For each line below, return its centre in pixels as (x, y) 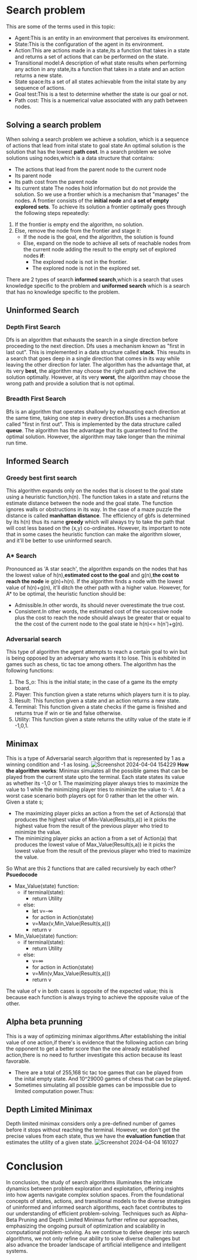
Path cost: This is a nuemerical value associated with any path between (101, 100)
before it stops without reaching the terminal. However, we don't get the (93, 1130)
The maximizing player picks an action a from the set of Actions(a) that (100, 813)
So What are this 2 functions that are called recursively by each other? (91, 868)
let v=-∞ (43, 910)
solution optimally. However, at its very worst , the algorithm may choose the (98, 377)
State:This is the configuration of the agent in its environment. (89, 44)
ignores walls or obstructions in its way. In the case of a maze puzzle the (94, 509)
